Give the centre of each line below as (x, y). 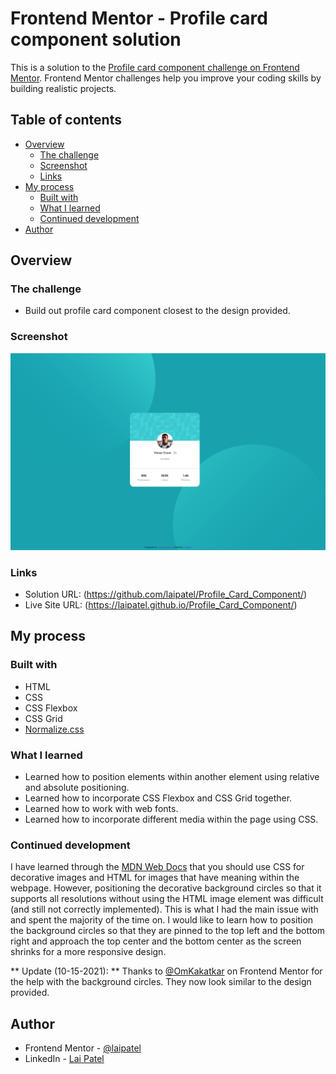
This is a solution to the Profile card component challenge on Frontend (155, 67)
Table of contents (66, 120)
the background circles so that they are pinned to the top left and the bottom (168, 931)
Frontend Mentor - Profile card (139, 18)
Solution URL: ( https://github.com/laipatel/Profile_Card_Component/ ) (166, 594)
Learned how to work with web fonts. (101, 809)
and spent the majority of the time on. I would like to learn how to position (162, 920)
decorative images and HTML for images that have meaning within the (155, 878)
